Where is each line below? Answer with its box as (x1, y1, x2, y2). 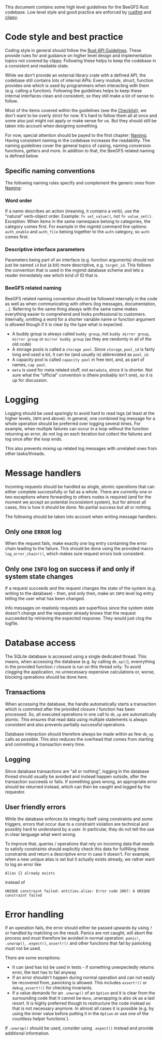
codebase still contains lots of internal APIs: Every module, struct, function (5, 77, 154, 83)
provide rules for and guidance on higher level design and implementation (5, 52, 152, 58)
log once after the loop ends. (5, 436, 63, 442)
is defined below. (5, 153, 39, 159)
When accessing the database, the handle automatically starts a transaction (5, 701, 156, 707)
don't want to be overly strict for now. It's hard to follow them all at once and (5, 113, 157, 118)
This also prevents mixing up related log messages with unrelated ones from (5, 445, 157, 451)
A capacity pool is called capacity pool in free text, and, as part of (12, 357, 145, 362)
